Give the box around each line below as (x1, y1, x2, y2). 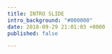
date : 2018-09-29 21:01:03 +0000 (7, 23, 106, 30)
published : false (7, 29, 58, 37)
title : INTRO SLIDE (7, 10, 65, 18)
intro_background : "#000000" (7, 17, 93, 24)
